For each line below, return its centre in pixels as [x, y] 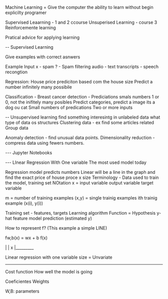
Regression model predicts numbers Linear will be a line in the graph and [80, 172]
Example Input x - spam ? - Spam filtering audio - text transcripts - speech [82, 67]
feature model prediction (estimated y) [52, 218]
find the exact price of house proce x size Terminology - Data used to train [82, 177]
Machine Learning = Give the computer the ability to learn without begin [79, 7]
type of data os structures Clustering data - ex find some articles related [79, 122]
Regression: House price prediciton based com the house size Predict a [79, 82]
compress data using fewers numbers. [45, 143]
